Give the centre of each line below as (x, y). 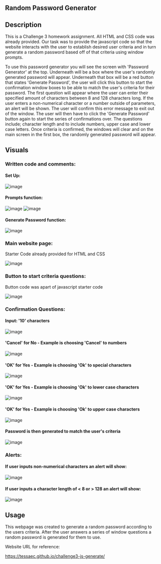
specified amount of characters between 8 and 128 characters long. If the (79, 98)
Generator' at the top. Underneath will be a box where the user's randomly (80, 72)
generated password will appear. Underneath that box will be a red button (79, 77)
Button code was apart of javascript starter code (54, 287)
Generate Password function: (35, 220)
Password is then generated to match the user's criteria (63, 431)
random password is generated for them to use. (53, 537)
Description (23, 25)
